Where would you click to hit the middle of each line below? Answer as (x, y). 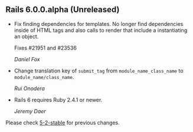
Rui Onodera (30, 88)
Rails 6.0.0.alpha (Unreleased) (63, 10)
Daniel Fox (27, 59)
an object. (26, 36)
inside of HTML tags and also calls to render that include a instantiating (101, 30)
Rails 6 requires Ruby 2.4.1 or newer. (58, 100)
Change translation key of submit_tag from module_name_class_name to (99, 71)
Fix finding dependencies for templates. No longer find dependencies (99, 24)
